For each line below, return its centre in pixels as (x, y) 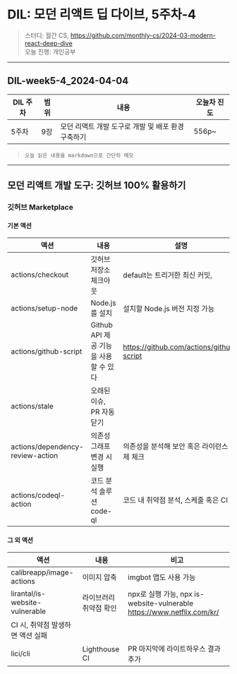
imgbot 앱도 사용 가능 (162, 577)
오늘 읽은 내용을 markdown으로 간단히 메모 (79, 155)
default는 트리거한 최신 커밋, (168, 275)
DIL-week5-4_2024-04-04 (68, 81)
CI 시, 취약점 (30, 625)
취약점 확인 (99, 608)
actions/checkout (40, 275)
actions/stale (32, 407)
